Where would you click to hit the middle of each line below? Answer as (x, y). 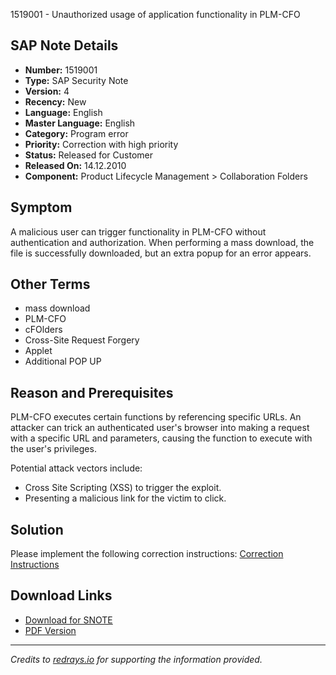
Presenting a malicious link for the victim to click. (125, 498)
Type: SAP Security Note (76, 80)
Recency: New (55, 101)
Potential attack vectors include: (76, 468)
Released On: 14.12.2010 (75, 165)
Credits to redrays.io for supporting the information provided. (136, 659)
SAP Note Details (64, 45)
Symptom (41, 207)
